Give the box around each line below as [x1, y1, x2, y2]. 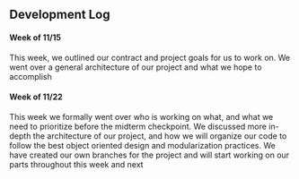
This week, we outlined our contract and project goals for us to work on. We [9, 52, 291, 63]
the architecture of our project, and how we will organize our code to [32, 130, 287, 141]
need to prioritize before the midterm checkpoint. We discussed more [9, 121, 268, 132]
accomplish [9, 71, 52, 81]
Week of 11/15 [9, 31, 61, 43]
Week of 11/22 [9, 91, 63, 102]
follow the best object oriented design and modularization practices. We [9, 140, 276, 150]
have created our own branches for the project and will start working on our [9, 149, 290, 160]
